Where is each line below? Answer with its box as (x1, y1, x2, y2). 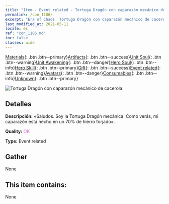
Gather (5, 152, 28, 161)
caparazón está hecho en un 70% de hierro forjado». (5, 118, 115, 124)
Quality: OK (5, 128, 30, 134)
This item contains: (5, 180, 67, 189)
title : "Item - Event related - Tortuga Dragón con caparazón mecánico (5, 7, 158, 13)
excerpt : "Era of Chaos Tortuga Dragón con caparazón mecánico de (5, 17, 150, 22)
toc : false (5, 36, 28, 41)
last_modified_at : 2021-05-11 (5, 21, 69, 27)
